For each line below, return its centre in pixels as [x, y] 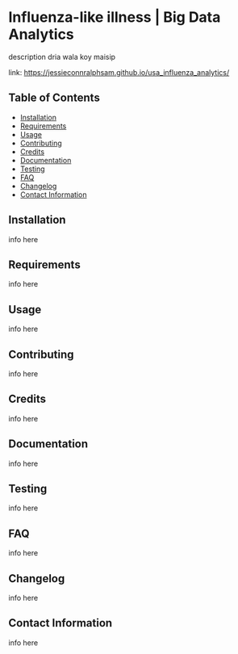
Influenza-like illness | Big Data [115, 17]
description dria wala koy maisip [62, 57]
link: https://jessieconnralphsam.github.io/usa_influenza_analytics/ [119, 72]
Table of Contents [54, 98]
